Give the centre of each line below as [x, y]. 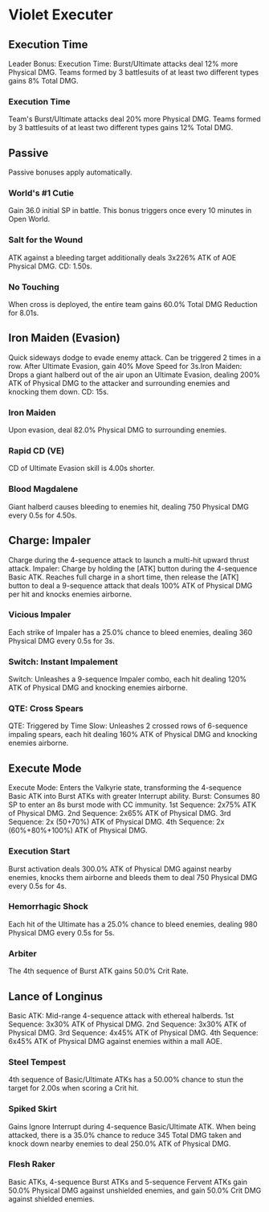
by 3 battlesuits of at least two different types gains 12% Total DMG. [121, 128]
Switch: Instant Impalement [63, 661]
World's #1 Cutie [41, 193]
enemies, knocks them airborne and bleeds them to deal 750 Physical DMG [133, 877]
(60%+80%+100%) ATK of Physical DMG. [78, 830]
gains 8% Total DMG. [43, 81]
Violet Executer [61, 15]
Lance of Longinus [55, 996]
